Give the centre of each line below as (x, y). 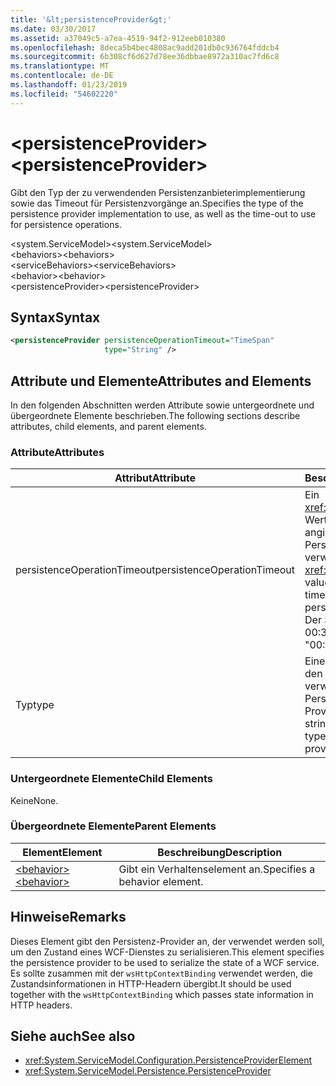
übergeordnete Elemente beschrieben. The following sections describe (155, 415)
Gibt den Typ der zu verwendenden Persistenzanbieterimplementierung (158, 192)
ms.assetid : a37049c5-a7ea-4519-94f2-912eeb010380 (118, 38)
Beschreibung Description (220, 852)
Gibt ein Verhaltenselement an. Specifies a (217, 869)
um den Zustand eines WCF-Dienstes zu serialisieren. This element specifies (167, 952)
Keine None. (34, 800)
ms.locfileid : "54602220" (64, 94)
